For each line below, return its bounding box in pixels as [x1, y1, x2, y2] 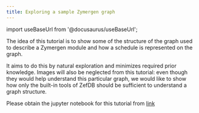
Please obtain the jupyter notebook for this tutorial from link [6, 100, 155, 107]
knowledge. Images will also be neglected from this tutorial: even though [6, 68, 188, 76]
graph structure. [6, 87, 47, 95]
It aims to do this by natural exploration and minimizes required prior [6, 62, 177, 69]
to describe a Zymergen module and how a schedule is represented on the [6, 44, 193, 51]
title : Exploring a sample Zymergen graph [6, 9, 115, 15]
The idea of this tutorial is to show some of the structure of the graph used [6, 37, 193, 44]
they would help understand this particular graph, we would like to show [6, 75, 187, 82]
